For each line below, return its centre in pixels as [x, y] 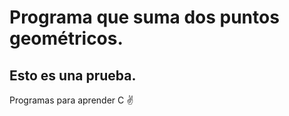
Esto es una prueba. [73, 75]
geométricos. [66, 38]
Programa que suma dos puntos [144, 17]
